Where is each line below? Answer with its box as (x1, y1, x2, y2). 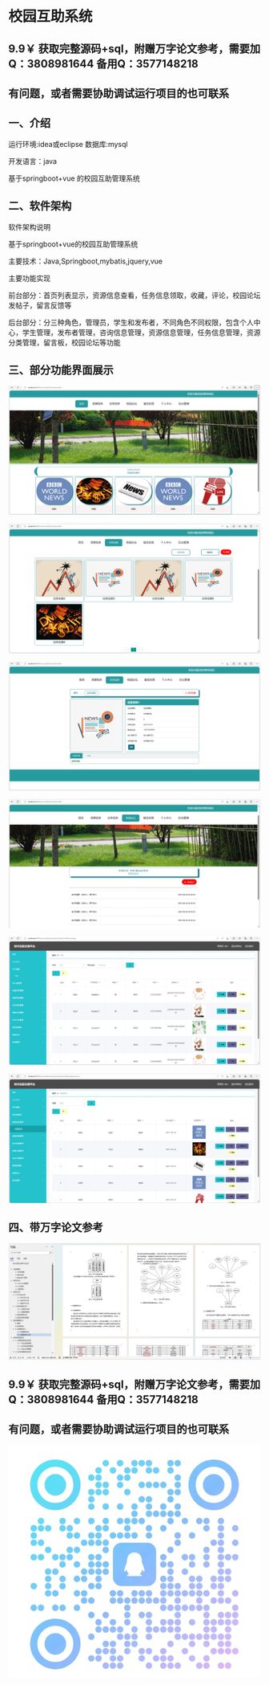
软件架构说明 (8, 222, 50, 231)
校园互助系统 (8, 7, 94, 26)
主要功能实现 (8, 273, 50, 283)
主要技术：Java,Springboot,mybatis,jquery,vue (8, 256, 163, 266)
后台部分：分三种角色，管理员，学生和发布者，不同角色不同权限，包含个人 (8, 317, 254, 327)
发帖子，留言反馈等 (8, 300, 72, 310)
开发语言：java (8, 156, 58, 165)
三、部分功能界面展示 (8, 363, 114, 377)
